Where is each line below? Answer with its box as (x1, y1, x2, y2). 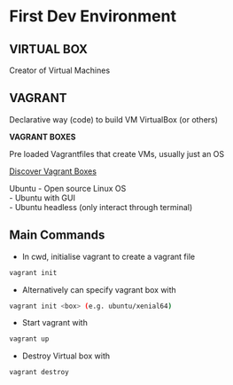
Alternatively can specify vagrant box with (21, 284, 177, 295)
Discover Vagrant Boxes (9, 166, 97, 177)
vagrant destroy (9, 368, 69, 377)
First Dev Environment (9, 6, 177, 27)
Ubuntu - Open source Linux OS (9, 183, 127, 193)
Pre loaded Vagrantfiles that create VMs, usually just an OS (9, 148, 225, 159)
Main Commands (9, 228, 105, 243)
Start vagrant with (21, 318, 89, 328)
